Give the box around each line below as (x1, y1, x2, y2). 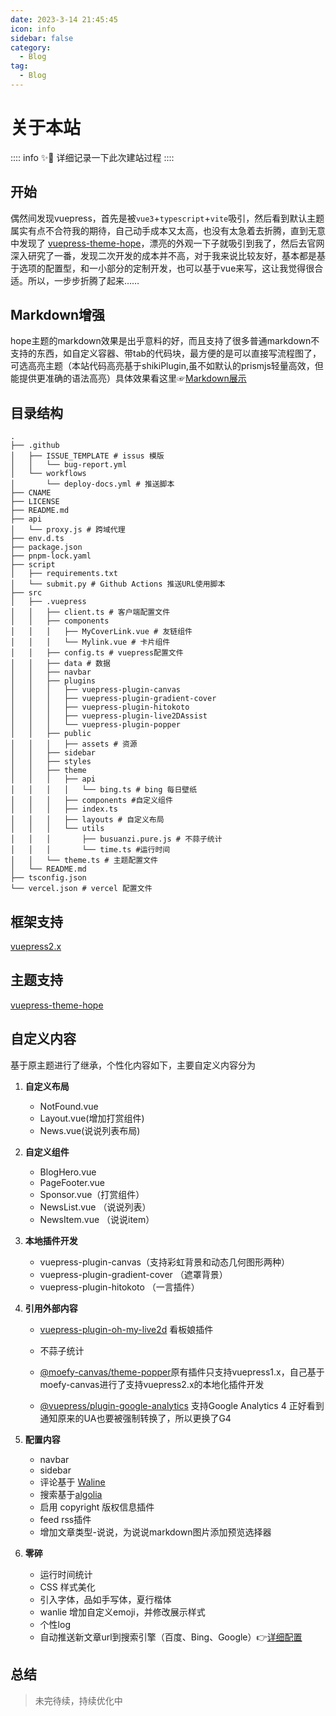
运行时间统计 (39, 1568, 93, 1580)
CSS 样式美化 (39, 1581, 96, 1593)
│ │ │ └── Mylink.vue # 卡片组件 (10, 637, 171, 648)
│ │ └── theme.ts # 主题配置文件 (10, 856, 158, 866)
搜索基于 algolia (39, 1488, 103, 1500)
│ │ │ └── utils (10, 824, 105, 834)
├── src (10, 588, 43, 598)
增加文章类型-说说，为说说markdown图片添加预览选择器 (39, 1526, 272, 1538)
